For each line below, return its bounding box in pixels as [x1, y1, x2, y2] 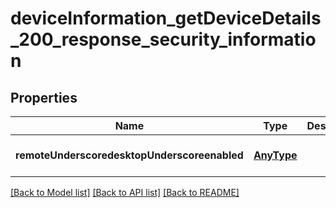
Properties [10, 89, 78, 106]
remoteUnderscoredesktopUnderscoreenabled [15, 148, 244, 162]
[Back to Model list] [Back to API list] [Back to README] [10, 187, 240, 198]
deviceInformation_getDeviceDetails [10, 7, 322, 30]
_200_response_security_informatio [10, 28, 317, 51]
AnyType [253, 148, 298, 162]
